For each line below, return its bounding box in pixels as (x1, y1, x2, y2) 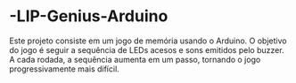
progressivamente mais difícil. (9, 64, 120, 74)
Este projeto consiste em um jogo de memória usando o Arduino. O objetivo (9, 35, 287, 46)
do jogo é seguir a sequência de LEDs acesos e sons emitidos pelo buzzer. (9, 44, 284, 55)
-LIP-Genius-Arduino (9, 6, 169, 26)
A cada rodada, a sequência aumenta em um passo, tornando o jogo (9, 54, 261, 64)
